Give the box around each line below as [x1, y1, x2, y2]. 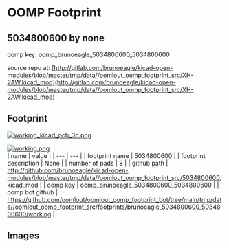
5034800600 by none [7, 32, 105, 44]
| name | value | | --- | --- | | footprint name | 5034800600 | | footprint [7, 151, 206, 159]
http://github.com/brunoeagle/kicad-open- [7, 166, 129, 174]
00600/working [7, 210, 52, 218]
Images [7, 230, 40, 242]
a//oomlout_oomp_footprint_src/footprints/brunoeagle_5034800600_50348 [7, 203, 221, 211]
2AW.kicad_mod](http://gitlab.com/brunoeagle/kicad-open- [7, 78, 177, 87]
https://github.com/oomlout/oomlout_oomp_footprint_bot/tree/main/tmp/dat [7, 195, 222, 203]
